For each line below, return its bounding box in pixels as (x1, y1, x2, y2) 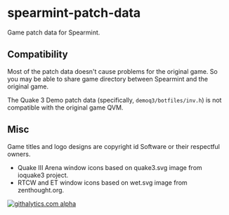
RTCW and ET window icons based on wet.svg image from (17, 178, 188, 187)
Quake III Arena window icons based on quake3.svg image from (17, 163, 202, 171)
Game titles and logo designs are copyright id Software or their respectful (7, 142, 220, 150)
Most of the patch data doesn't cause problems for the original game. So (7, 67, 218, 75)
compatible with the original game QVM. (7, 103, 124, 112)
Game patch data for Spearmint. (7, 28, 100, 37)
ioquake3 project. (17, 171, 69, 179)
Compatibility (7, 48, 68, 60)
